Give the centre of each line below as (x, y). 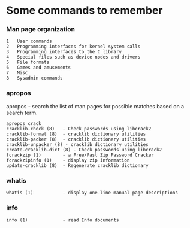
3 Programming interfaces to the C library (64, 52)
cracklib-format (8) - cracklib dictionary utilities (76, 134)
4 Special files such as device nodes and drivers (73, 57)
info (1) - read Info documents (63, 220)
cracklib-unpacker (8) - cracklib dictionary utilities (77, 144)
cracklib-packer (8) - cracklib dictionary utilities (76, 139)
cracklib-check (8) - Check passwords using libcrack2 (79, 129)
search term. (22, 113)
